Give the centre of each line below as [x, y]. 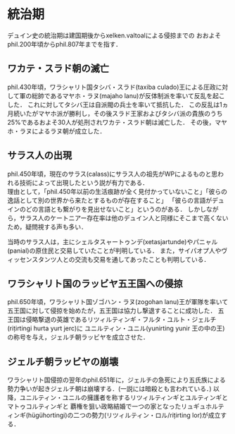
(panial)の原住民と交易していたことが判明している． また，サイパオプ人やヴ [118, 251]
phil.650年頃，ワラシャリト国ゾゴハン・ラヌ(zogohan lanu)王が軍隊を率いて [118, 302]
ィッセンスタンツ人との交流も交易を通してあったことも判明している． [109, 259]
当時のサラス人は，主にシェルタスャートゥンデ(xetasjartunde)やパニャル [113, 241]
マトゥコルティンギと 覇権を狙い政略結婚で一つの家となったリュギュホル [113, 406]
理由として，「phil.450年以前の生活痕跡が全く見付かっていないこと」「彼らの [117, 191]
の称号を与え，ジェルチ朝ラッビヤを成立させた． [78, 337]
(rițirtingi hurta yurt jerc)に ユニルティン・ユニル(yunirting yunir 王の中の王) [116, 328]
